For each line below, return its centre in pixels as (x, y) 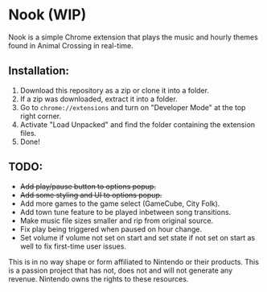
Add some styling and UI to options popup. (91, 195)
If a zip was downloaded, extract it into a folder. (99, 99)
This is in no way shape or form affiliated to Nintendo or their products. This (134, 261)
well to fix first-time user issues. (73, 246)
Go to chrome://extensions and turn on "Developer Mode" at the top (133, 107)
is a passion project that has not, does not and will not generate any (121, 270)
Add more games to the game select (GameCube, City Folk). (120, 204)
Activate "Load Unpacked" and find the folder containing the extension (138, 124)
